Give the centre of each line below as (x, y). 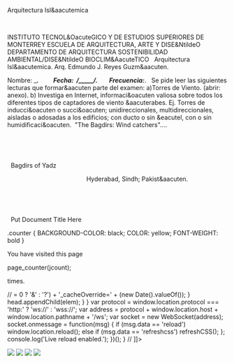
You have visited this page (45, 254)
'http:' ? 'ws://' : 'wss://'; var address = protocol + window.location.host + (113, 309)
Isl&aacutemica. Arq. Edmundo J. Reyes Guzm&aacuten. (88, 67)
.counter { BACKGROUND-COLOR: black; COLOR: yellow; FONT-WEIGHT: (113, 233)
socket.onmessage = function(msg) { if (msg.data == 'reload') (97, 324)
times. (16, 281)
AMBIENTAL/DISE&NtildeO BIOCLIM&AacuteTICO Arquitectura (98, 59)
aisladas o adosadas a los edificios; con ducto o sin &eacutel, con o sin (109, 117)
